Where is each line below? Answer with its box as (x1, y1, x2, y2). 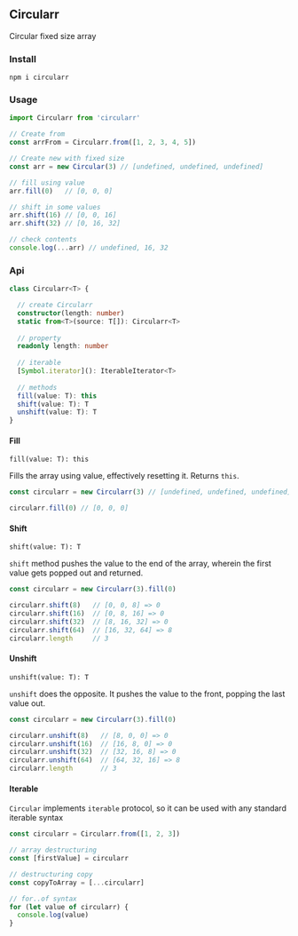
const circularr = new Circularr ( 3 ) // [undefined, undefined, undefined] (9, 488, 292, 496)
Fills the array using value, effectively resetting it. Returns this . (9, 471, 239, 481)
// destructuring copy (9, 869, 93, 878)
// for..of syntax (9, 894, 77, 903)
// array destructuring (9, 845, 98, 855)
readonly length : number (17, 342, 109, 351)
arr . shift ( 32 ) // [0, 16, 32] (9, 219, 122, 228)
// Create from (9, 130, 66, 139)
